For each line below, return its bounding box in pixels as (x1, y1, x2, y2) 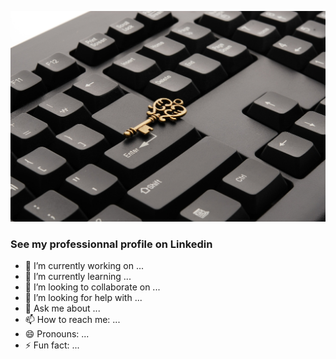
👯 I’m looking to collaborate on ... (24, 281, 161, 293)
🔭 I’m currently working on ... (24, 260, 144, 272)
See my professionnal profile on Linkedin (10, 237, 213, 251)
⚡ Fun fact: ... (24, 339, 80, 351)
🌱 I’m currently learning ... (24, 271, 132, 283)
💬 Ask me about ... (24, 302, 101, 315)
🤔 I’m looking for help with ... (24, 292, 143, 304)
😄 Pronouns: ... (24, 328, 90, 340)
